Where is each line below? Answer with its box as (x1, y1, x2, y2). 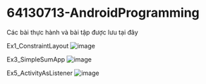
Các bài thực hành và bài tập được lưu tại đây (6, 28, 138, 36)
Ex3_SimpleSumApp (6, 55, 66, 64)
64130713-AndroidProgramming (6, 5, 200, 21)
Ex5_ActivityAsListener (6, 69, 73, 77)
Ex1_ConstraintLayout (6, 41, 69, 50)
